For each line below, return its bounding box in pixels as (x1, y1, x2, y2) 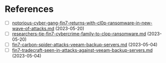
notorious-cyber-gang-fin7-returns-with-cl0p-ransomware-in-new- (12, 20, 152, 26)
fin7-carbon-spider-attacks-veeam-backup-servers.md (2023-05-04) (12, 42, 157, 48)
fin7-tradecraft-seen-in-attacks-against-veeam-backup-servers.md (12, 47, 153, 53)
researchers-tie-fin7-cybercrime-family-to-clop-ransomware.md (12, 31, 146, 37)
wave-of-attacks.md (12, 26, 55, 31)
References (5, 3, 54, 15)
